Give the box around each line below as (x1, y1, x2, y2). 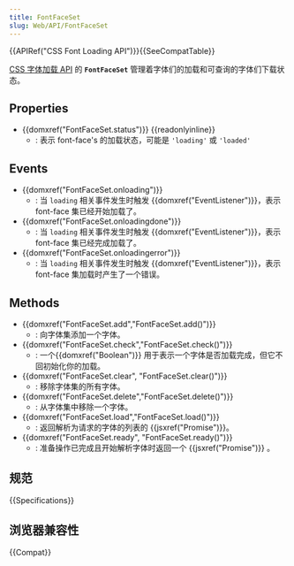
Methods (9, 295, 60, 310)
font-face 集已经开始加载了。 (34, 206, 141, 217)
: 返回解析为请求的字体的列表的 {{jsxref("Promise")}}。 (34, 422, 234, 432)
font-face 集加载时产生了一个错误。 (34, 269, 165, 279)
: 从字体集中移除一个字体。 (34, 402, 133, 412)
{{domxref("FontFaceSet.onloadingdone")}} (21, 216, 182, 226)
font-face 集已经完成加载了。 (34, 238, 141, 249)
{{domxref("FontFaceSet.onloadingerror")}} (21, 248, 181, 258)
